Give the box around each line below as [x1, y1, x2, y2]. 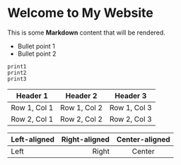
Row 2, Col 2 [59, 114, 103, 124]
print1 [7, 63, 27, 70]
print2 [7, 69, 27, 76]
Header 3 [115, 90, 147, 100]
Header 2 [65, 90, 98, 100]
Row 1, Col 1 [11, 102, 54, 112]
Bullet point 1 [17, 42, 55, 50]
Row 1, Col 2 [59, 102, 103, 112]
